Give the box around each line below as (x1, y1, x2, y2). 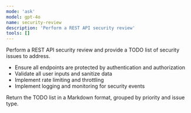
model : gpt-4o (6, 14, 41, 20)
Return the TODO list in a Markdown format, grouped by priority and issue (6, 94, 185, 101)
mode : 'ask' (6, 8, 35, 15)
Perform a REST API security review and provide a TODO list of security (6, 46, 180, 53)
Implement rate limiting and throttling (14, 77, 104, 84)
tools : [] (6, 30, 31, 36)
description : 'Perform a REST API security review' (6, 25, 135, 31)
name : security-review (6, 19, 62, 25)
